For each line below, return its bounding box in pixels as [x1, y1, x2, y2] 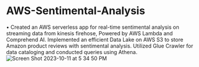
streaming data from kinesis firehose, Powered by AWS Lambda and [6, 29, 173, 36]
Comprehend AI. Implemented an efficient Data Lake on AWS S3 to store [6, 36, 184, 43]
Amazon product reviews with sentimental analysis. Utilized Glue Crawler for [6, 42, 194, 49]
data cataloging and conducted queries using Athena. [6, 48, 138, 55]
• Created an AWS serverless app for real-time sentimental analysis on [6, 24, 179, 31]
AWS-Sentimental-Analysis [6, 4, 146, 18]
